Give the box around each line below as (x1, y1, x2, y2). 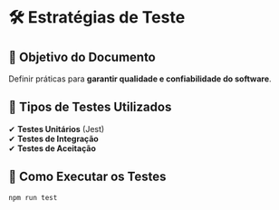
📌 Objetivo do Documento (8, 49, 156, 64)
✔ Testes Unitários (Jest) (8, 123, 105, 134)
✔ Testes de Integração (8, 133, 99, 144)
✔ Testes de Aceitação (8, 142, 96, 154)
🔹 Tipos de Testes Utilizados (8, 100, 172, 115)
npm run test (8, 193, 58, 202)
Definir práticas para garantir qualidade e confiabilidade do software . (8, 73, 273, 84)
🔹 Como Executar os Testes (8, 169, 167, 185)
